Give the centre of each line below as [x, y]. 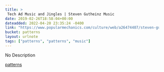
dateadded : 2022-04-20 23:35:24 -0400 [44, 23]
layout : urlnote [21, 37]
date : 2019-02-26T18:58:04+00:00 [39, 18]
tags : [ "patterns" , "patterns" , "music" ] [48, 41]
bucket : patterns [23, 32]
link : [10, 28]
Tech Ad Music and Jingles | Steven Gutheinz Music [61, 14]
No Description [20, 55]
